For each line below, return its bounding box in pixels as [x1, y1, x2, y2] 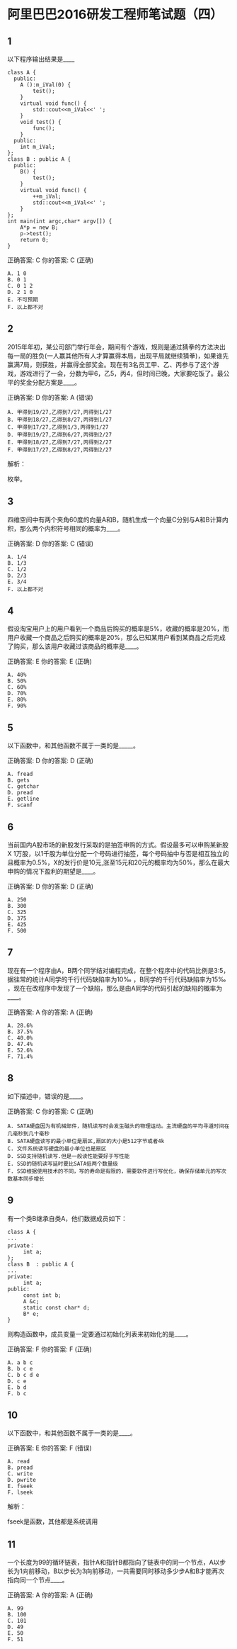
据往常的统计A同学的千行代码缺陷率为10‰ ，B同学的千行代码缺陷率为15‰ [7, 975, 226, 984]
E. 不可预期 [7, 296, 39, 303]
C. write [7, 1470, 33, 1478]
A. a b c [7, 1358, 33, 1366]
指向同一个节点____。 [7, 1576, 69, 1585]
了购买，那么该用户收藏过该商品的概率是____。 [7, 642, 143, 651]
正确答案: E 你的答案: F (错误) [7, 1443, 92, 1453]
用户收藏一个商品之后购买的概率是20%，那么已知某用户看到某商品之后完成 [7, 634, 226, 642]
